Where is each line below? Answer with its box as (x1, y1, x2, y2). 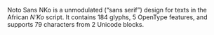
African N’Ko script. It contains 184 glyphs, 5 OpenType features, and (7, 13, 208, 21)
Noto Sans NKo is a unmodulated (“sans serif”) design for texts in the (7, 6, 207, 14)
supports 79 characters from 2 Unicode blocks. (7, 21, 145, 28)
